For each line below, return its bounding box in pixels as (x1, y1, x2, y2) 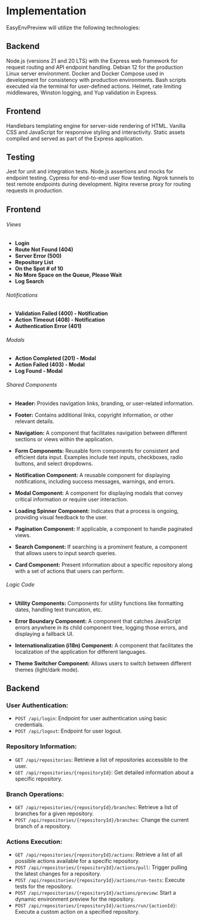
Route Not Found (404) (14, 246, 73, 253)
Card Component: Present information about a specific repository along (14, 561, 193, 568)
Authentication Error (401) (14, 323, 82, 330)
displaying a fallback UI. (14, 630, 74, 637)
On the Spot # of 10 (14, 265, 64, 272)
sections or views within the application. (14, 435, 114, 443)
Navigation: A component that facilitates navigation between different (14, 429, 187, 436)
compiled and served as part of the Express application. (6, 134, 144, 142)
